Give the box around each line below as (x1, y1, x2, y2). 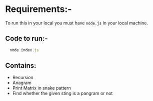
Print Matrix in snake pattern (12, 85, 71, 91)
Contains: (5, 61, 36, 70)
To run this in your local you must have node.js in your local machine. (5, 20, 148, 26)
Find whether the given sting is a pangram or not (12, 91, 113, 97)
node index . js (9, 47, 39, 53)
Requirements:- (5, 3, 72, 15)
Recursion (12, 75, 33, 81)
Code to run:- (5, 34, 48, 43)
